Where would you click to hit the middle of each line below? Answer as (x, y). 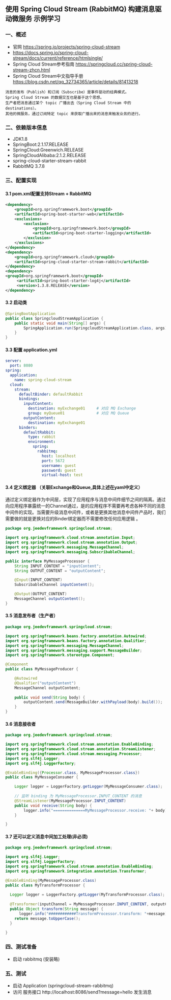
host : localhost (59, 456)
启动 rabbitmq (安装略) (36, 959)
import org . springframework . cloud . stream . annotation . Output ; (72, 542)
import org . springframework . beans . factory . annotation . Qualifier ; (76, 641)
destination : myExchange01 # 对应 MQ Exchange (82, 408)
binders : (28, 427)
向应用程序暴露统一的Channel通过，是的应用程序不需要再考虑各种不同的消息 (85, 506)
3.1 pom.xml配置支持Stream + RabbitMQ (48, 193)
